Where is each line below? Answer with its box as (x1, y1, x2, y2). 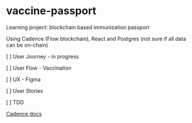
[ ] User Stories (6, 87, 43, 94)
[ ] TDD (6, 99, 24, 106)
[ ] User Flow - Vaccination (6, 64, 72, 72)
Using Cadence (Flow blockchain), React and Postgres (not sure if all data (6, 35, 187, 42)
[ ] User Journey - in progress (6, 53, 79, 60)
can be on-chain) (6, 41, 49, 48)
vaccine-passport (6, 4, 97, 18)
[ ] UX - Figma (6, 76, 41, 83)
